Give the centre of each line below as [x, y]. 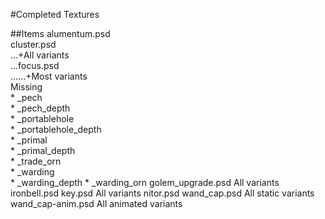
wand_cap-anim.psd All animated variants [96, 203]
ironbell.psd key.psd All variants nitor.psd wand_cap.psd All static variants [162, 193]
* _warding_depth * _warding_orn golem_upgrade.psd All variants [145, 182]
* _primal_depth [43, 150]
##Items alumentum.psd [60, 33]
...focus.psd [35, 65]
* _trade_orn [36, 161]
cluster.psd [33, 44]
